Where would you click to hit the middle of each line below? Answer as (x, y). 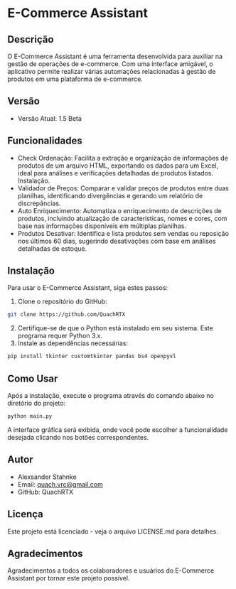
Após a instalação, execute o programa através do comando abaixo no (111, 395)
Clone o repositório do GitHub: (63, 302)
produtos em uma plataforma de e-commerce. (75, 79)
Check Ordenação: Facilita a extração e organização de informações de (123, 158)
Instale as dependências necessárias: (73, 343)
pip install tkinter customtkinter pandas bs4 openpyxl (92, 357)
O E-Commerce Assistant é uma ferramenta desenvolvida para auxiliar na (115, 56)
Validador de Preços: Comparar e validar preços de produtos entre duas (123, 188)
